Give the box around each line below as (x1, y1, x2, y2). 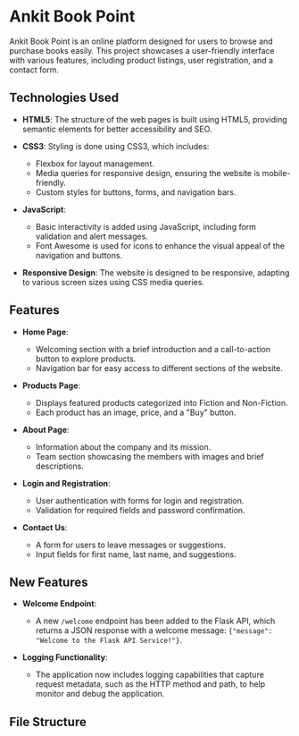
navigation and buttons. (35, 250, 123, 260)
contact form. (9, 64, 60, 75)
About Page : (21, 424, 70, 435)
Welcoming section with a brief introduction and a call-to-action (35, 343, 270, 354)
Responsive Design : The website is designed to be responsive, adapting (21, 266, 290, 278)
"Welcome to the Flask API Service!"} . (35, 635, 183, 646)
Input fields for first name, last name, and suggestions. (35, 548, 237, 560)
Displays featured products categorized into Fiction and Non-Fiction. (35, 397, 288, 408)
